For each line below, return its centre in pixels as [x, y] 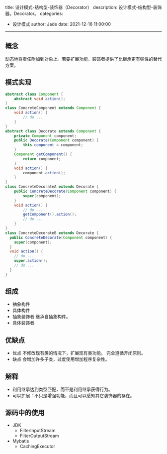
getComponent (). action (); [50, 215]
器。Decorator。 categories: [34, 13]
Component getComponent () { [43, 154]
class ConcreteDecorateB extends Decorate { [52, 233]
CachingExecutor [38, 446]
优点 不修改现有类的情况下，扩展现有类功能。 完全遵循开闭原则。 [79, 353]
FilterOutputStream [39, 436]
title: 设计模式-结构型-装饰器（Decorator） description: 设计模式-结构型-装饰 [83, 7]
